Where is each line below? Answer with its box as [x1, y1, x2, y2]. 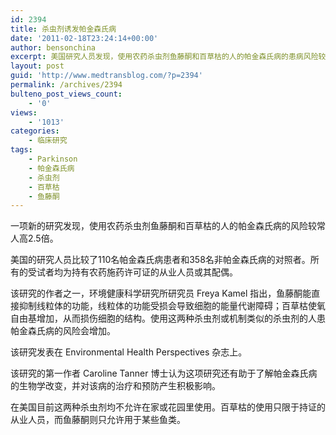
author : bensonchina [10, 42, 97, 53]
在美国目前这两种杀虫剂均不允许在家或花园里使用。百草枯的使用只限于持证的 [10, 401, 326, 413]
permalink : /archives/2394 [10, 80, 123, 90]
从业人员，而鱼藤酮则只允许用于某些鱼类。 [10, 414, 186, 426]
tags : [10, 145, 33, 155]
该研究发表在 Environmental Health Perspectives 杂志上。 [10, 346, 248, 358]
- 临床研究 [28, 136, 68, 146]
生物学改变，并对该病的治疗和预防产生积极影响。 [18, 380, 221, 392]
